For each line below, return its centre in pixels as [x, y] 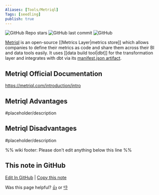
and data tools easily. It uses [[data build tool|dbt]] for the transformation [79, 53]
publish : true [20, 19]
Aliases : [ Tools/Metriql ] [32, 10]
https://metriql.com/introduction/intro [43, 86]
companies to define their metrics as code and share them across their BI [80, 48]
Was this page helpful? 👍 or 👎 [37, 187]
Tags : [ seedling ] [23, 14]
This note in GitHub [35, 166]
